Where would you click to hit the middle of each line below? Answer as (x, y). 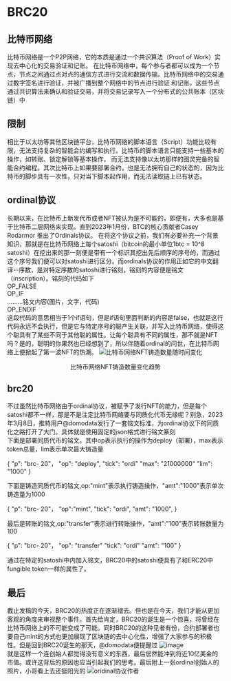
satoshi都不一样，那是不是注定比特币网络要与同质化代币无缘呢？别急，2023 (115, 415)
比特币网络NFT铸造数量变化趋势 (115, 367)
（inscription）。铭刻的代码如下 (51, 278)
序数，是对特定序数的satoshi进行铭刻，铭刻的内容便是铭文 (101, 270)
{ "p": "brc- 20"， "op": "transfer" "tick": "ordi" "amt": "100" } (94, 546)
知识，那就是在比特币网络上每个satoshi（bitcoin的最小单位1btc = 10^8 (106, 244)
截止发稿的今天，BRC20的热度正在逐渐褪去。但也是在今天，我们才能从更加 (113, 611)
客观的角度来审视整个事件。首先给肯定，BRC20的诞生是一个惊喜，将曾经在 (113, 619)
